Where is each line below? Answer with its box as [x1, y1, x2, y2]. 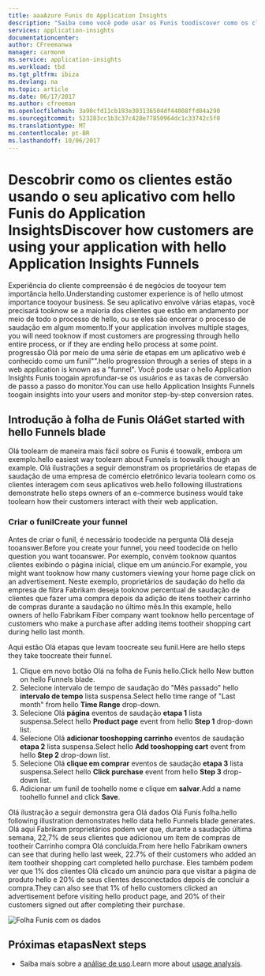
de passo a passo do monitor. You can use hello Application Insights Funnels [8, 381, 255, 392]
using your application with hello [8, 238, 227, 255]
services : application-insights [8, 26, 114, 34]
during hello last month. [8, 626, 85, 637]
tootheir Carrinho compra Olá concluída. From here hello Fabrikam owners [8, 841, 248, 850]
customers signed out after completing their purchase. [8, 899, 185, 910]
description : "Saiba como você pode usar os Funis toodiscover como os [8, 19, 248, 27]
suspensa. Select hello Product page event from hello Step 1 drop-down [19, 717, 254, 726]
